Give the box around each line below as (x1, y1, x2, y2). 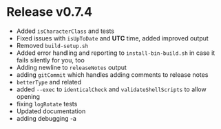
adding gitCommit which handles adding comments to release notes (16, 70, 209, 79)
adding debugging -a (16, 114, 77, 122)
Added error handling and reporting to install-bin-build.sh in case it (16, 49, 215, 57)
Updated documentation (16, 107, 86, 115)
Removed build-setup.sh (16, 41, 89, 49)
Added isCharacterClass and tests (16, 27, 115, 35)
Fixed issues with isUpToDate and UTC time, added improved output (16, 34, 209, 42)
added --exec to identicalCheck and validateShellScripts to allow (16, 85, 207, 93)
